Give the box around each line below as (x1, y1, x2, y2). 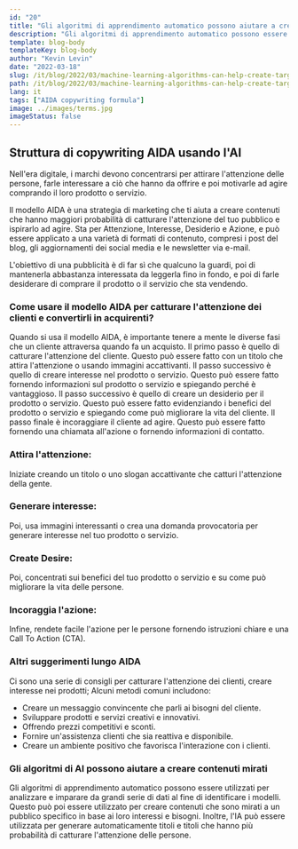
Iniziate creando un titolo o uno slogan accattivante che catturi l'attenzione (9, 468, 282, 480)
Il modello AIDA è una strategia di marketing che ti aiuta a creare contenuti (9, 204, 281, 215)
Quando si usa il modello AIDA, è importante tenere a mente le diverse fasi (9, 332, 281, 343)
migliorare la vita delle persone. (9, 582, 124, 592)
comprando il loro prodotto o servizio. (9, 187, 147, 198)
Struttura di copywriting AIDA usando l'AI (9, 145, 242, 160)
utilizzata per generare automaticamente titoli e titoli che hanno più (9, 821, 254, 831)
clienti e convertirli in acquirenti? (9, 312, 154, 324)
